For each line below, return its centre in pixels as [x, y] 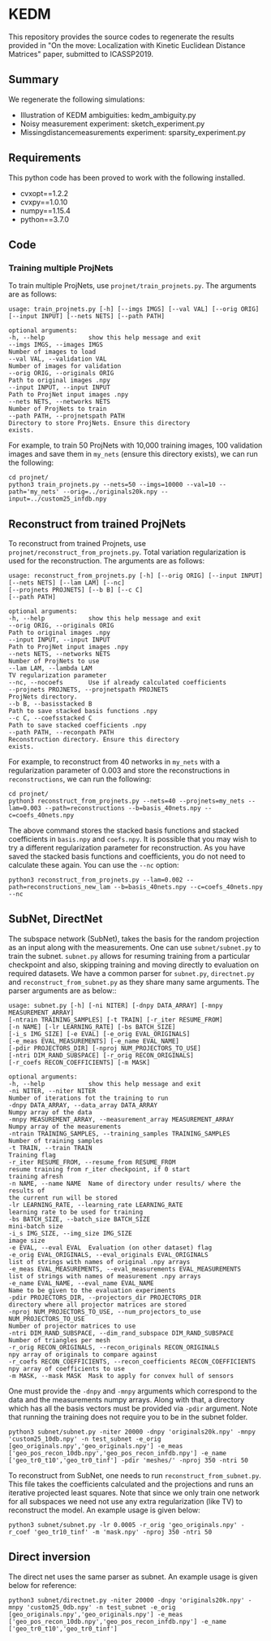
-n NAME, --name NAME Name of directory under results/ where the [125, 1184]
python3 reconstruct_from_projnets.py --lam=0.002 [96, 880]
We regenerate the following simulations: [77, 99]
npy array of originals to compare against [83, 1354]
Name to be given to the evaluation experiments [92, 1290]
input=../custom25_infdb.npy [58, 499]
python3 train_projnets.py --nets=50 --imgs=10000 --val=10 [112, 485]
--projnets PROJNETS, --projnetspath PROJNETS [88, 690]
